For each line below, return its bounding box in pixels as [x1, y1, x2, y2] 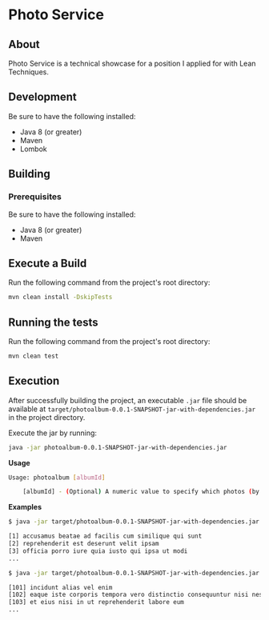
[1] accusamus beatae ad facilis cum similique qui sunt [8, 532, 203, 541]
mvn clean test [8, 352, 59, 360]
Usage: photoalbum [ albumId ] [8, 474, 106, 482]
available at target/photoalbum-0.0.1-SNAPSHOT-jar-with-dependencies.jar [8, 404, 256, 414]
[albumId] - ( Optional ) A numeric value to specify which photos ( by [22, 488, 260, 496]
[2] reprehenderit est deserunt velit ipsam [8, 540, 159, 548]
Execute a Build [8, 256, 87, 270]
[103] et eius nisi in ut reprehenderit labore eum [8, 598, 184, 606]
